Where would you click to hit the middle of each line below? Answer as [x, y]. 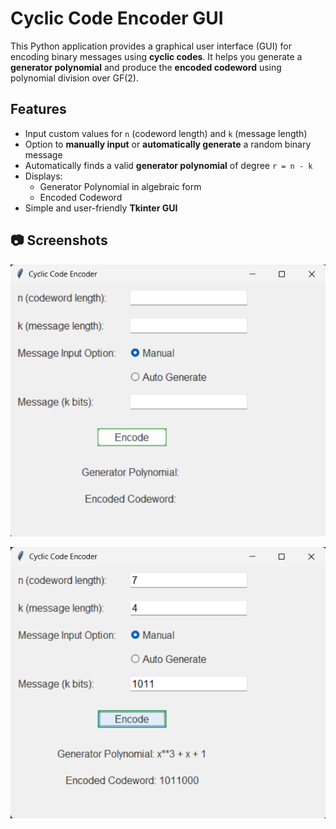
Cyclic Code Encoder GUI [117, 18]
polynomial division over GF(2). [74, 78]
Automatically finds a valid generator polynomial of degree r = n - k [168, 165]
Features [38, 109]
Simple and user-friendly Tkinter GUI [101, 208]
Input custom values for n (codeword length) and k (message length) [166, 133]
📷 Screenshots [59, 240]
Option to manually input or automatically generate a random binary [168, 144]
